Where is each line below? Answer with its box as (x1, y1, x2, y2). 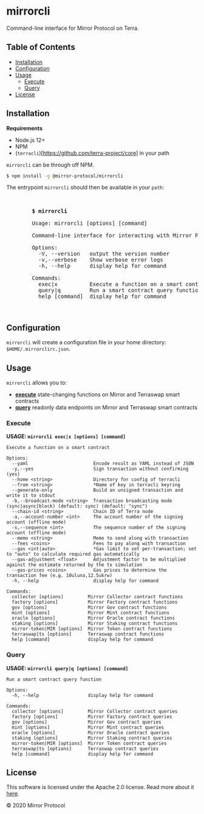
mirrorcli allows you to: (6, 379, 67, 386)
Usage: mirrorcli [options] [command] (32, 220, 148, 227)
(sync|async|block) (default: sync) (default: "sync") (6, 503, 148, 509)
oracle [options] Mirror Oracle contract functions (12, 615, 175, 621)
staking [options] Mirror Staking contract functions (12, 620, 178, 627)
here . (6, 790, 19, 798)
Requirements (6, 124, 43, 132)
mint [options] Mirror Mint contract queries (12, 724, 165, 731)
